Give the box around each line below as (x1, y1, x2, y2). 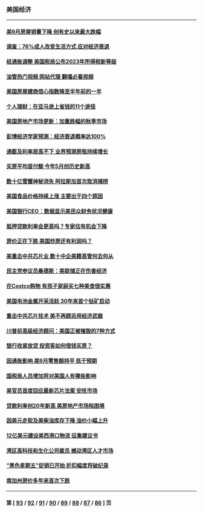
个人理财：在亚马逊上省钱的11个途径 (6, 103, 96, 110)
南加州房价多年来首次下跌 (6, 476, 70, 484)
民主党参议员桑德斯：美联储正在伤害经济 (6, 267, 107, 274)
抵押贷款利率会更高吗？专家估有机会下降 (6, 222, 107, 230)
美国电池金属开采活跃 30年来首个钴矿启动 (6, 297, 110, 305)
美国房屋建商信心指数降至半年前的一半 (6, 88, 101, 95)
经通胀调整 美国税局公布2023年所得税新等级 (6, 58, 117, 65)
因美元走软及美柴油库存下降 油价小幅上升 (6, 417, 109, 424)
